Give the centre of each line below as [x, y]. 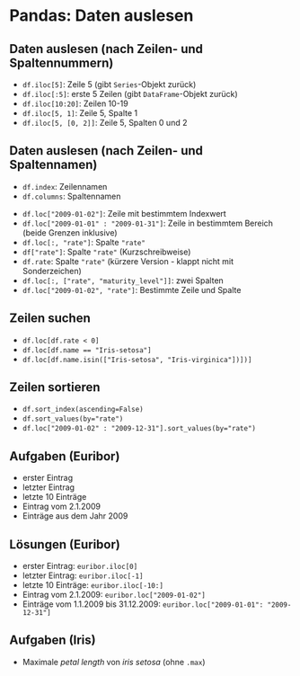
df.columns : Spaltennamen [71, 196]
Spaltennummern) [62, 62]
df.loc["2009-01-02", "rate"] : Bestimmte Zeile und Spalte [132, 289]
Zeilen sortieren [55, 387]
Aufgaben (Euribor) [65, 456]
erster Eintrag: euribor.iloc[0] [80, 566]
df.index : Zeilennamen [65, 186]
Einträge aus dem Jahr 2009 [75, 516]
